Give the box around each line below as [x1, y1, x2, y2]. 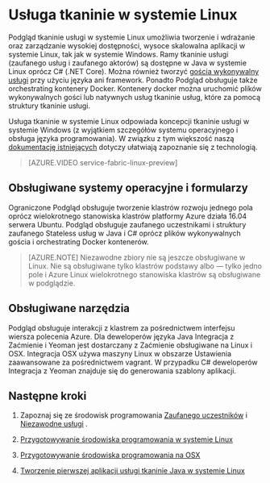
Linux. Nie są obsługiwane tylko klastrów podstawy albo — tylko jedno [27, 260, 263, 271]
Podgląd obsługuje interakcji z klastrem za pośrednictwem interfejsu [8, 323, 235, 332]
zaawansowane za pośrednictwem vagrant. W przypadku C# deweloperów [8, 357, 258, 367]
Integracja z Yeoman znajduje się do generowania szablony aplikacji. [8, 365, 236, 376]
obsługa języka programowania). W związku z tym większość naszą [8, 133, 235, 143]
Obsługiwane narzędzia [8, 302, 131, 315]
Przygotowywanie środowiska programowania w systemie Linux [19, 435, 234, 444]
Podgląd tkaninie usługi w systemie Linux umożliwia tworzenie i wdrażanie [8, 32, 255, 42]
